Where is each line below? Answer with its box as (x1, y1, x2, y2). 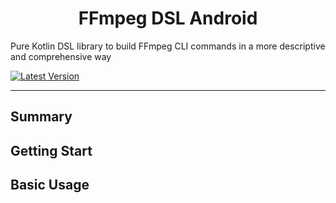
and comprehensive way (10, 50, 112, 62)
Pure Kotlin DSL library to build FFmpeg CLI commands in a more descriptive (10, 40, 326, 52)
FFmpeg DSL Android (78, 7, 258, 30)
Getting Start (10, 142, 93, 159)
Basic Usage (10, 177, 90, 194)
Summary (10, 108, 73, 126)
